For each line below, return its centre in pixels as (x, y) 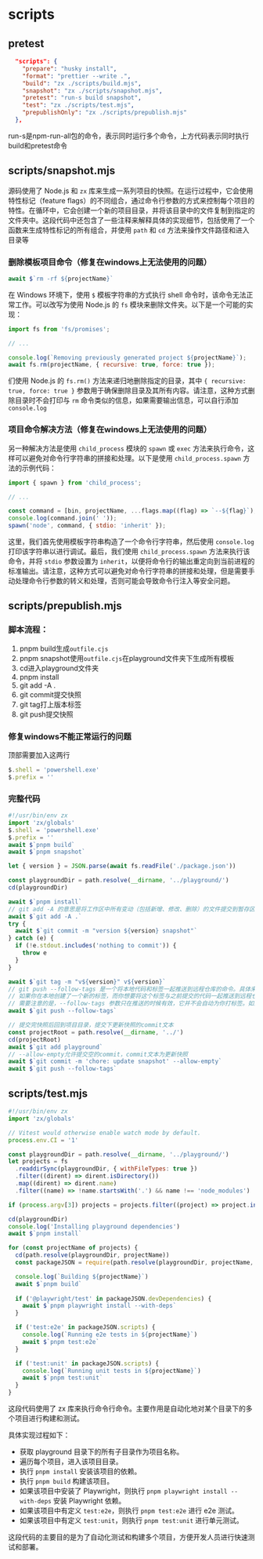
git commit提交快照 (50, 694)
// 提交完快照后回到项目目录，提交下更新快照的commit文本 (91, 1025)
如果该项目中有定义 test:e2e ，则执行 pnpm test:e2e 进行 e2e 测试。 (129, 1510)
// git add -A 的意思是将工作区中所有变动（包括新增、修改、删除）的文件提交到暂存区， (135, 909)
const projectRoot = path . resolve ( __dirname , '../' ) (96, 1032)
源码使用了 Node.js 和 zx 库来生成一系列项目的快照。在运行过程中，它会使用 (131, 191)
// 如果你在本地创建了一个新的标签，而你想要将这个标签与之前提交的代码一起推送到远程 (130, 996)
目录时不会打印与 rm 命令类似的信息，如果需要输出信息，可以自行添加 (126, 400)
